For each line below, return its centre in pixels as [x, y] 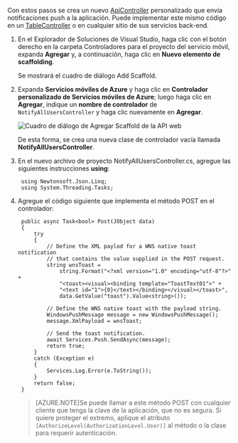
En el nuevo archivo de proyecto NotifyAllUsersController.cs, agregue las [124, 161]
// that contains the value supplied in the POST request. [136, 259]
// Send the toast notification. [96, 333]
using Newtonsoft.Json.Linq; [64, 181]
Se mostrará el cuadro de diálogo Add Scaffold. [87, 75]
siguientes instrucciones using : [64, 169]
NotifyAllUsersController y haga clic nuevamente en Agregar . [110, 112]
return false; [55, 383]
